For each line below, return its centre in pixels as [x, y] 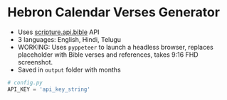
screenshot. [35, 62]
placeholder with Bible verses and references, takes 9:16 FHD [108, 55]
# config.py [25, 82]
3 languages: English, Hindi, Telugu [69, 39]
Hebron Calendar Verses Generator [114, 12]
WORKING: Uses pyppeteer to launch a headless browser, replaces [115, 47]
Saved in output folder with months [69, 70]
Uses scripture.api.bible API [58, 32]
